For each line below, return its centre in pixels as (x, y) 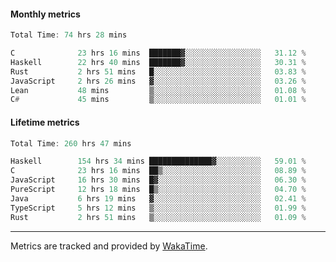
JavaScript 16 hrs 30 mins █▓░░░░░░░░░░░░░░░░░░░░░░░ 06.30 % (158, 180)
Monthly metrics (45, 14)
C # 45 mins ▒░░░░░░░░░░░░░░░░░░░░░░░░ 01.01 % (158, 100)
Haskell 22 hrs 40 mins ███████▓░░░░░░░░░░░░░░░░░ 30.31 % (158, 62)
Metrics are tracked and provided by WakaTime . (109, 246)
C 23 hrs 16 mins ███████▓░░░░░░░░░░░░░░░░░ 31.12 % (158, 53)
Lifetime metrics (45, 122)
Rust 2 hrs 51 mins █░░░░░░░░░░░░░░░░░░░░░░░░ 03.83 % (158, 71)
